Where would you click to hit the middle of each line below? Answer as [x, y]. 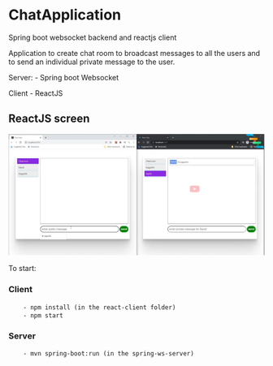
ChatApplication [65, 15]
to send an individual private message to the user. [92, 62]
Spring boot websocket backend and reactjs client [93, 37]
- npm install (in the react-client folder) [100, 307]
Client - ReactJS [36, 93]
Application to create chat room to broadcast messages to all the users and [134, 53]
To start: [22, 269]
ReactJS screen [49, 119]
